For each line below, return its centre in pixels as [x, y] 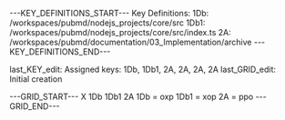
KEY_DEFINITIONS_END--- [60, 52]
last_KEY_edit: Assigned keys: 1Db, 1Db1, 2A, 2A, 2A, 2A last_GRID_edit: [142, 69]
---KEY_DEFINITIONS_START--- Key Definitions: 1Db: [109, 13]
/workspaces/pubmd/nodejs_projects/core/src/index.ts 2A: [121, 32]
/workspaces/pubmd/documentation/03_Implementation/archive [131, 42]
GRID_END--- [35, 106]
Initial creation [36, 79]
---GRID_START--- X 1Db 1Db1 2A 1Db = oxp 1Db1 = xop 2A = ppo [132, 96]
